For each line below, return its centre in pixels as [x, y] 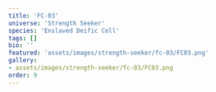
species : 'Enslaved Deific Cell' [64, 30]
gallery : [23, 61]
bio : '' [21, 46]
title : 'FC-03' [34, 16]
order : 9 [23, 75]
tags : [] [23, 38]
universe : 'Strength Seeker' [57, 23]
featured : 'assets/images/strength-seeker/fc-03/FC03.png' [109, 53]
